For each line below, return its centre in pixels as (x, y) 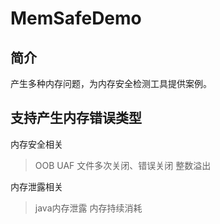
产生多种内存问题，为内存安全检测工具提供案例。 (111, 83)
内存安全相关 (36, 144)
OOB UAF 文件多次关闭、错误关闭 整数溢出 (123, 165)
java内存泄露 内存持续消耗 (88, 208)
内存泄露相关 (36, 186)
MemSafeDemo (76, 18)
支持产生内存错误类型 (76, 118)
